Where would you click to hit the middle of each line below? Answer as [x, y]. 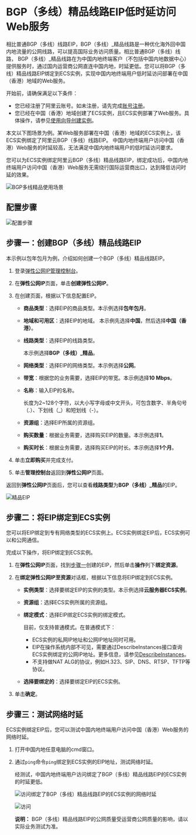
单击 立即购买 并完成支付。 [45, 460]
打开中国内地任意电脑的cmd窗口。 [56, 749]
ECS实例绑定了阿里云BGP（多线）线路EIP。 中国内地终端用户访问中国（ [93, 140]
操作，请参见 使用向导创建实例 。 [58, 120]
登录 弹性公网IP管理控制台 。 [48, 271]
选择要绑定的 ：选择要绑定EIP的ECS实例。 [73, 682]
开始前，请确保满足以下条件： [42, 93]
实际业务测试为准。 [38, 826]
